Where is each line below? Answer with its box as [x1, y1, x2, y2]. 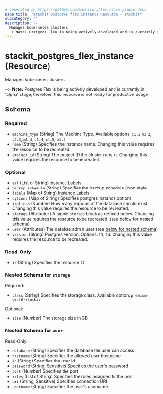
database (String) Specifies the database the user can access [12, 347, 135, 353]
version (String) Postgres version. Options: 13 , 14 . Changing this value [12, 231, 152, 237]
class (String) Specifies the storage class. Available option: [12, 292, 130, 298]
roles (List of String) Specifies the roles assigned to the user [12, 373, 133, 379]
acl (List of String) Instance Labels [12, 180, 81, 186]
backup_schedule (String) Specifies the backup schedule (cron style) [12, 185, 148, 190]
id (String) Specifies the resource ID [12, 260, 85, 266]
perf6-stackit [12, 297, 41, 302]
